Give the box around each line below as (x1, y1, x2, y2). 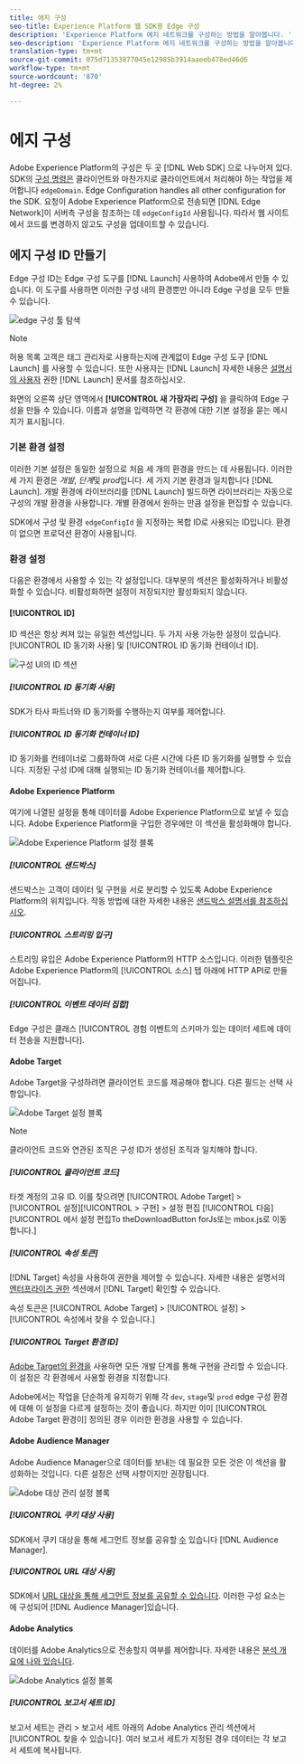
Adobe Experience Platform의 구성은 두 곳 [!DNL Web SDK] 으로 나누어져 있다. (9, 162, 293, 173)
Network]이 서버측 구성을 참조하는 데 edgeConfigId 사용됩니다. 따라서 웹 (9, 207, 266, 218)
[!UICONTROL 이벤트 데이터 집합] (9, 999, 129, 1010)
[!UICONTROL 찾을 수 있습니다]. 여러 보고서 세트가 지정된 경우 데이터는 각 (9, 1733, 271, 1744)
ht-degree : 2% (9, 81, 63, 90)
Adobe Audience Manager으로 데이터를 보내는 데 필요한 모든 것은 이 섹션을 (9, 1456, 278, 1467)
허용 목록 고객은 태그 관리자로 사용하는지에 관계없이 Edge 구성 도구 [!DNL (9, 352, 269, 363)
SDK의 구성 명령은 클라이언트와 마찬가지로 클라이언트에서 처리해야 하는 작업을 (9, 173, 284, 184)
